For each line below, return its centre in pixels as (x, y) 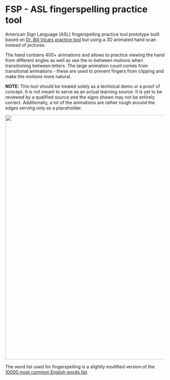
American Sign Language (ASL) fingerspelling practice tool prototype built (82, 34)
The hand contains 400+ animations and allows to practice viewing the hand (85, 55)
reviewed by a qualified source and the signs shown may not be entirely (80, 97)
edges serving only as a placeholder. (44, 108)
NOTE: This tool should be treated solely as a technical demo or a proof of (83, 86)
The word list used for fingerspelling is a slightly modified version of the (80, 366)
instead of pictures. (26, 45)
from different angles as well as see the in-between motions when (74, 60)
